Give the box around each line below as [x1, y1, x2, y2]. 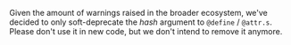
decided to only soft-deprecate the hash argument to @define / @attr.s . [9, 17, 272, 27]
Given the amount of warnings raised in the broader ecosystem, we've [9, 8, 268, 18]
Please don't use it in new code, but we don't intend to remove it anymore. [9, 26, 283, 36]
